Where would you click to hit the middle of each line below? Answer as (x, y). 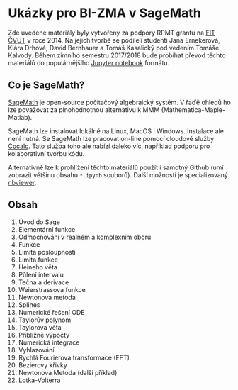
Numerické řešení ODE (51, 312)
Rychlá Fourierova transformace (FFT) (74, 357)
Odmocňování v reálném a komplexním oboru (85, 237)
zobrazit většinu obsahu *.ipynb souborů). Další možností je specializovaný (118, 174)
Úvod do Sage (39, 222)
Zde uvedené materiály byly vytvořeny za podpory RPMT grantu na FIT (112, 33)
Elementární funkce (47, 229)
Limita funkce (38, 260)
